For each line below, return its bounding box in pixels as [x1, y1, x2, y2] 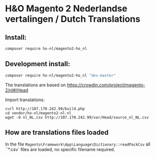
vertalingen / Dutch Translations [5, 13, 141, 25]
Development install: [5, 60, 71, 68]
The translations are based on [5, 82, 66, 88]
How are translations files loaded [5, 128, 109, 136]
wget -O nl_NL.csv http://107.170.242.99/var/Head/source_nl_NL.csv [5, 115, 149, 120]
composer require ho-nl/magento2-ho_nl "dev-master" [5, 73, 116, 78]
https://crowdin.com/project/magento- [67, 82, 146, 88]
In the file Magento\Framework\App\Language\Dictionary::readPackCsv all [5, 141, 151, 147]
